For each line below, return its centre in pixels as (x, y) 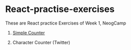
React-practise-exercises (60, 9)
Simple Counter (29, 32)
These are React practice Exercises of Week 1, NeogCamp (66, 23)
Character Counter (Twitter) (41, 42)
